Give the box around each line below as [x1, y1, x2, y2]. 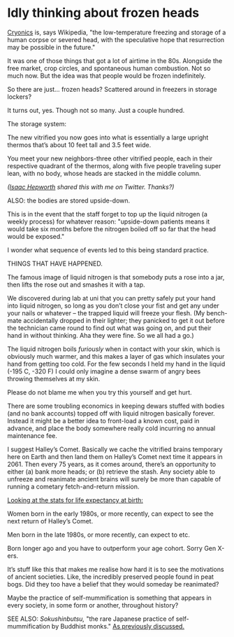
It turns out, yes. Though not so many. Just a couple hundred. [7, 106, 185, 114]
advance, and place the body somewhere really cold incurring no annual [7, 424, 216, 432]
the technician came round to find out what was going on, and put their [7, 324, 212, 332]
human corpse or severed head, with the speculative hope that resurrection [7, 35, 225, 43]
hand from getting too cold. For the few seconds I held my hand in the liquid [7, 359, 226, 368]
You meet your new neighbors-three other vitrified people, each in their [7, 154, 213, 163]
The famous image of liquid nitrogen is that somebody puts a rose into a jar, [7, 273, 225, 281]
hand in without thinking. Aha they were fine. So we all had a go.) [7, 331, 194, 339]
